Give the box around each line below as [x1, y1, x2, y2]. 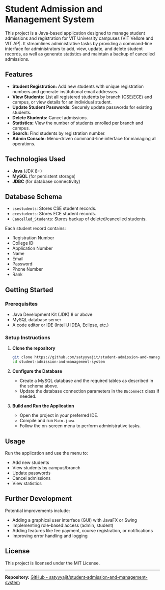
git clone [12, 355, 33, 360]
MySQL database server [12, 317, 61, 323]
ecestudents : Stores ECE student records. [12, 211, 97, 217]
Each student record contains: [5, 226, 66, 231]
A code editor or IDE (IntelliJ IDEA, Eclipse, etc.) [12, 322, 109, 328]
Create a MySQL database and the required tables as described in [19, 378, 154, 384]
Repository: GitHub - [5, 574, 48, 580]
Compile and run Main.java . [19, 418, 76, 424]
